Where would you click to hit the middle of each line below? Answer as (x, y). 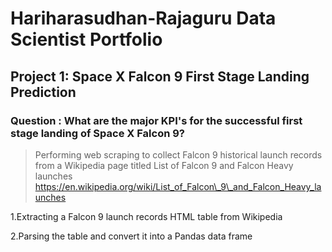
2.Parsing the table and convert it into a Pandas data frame (131, 236)
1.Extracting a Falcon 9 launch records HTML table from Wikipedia (146, 216)
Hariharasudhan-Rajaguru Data (143, 18)
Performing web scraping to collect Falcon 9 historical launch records (178, 154)
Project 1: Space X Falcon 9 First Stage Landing (160, 76)
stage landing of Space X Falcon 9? (97, 133)
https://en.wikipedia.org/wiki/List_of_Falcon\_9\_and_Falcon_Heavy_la (178, 186)
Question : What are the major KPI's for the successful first (156, 120)
